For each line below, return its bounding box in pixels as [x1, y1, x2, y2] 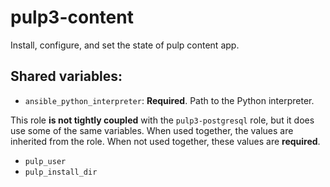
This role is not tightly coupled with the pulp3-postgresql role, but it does [10, 114, 315, 126]
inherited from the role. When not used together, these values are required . [10, 135, 321, 147]
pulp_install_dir [24, 167, 98, 177]
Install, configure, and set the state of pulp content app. [10, 39, 240, 51]
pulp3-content [10, 6, 134, 29]
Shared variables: [10, 68, 123, 85]
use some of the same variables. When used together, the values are [10, 124, 294, 136]
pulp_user [24, 156, 67, 166]
